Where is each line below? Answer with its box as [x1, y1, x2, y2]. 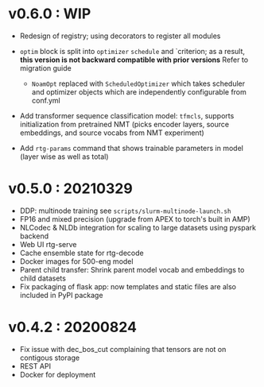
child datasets [19, 273, 66, 283]
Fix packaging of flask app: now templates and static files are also [19, 281, 237, 291]
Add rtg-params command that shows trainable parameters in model [19, 143, 244, 153]
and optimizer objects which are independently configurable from [31, 87, 247, 96]
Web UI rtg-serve [19, 239, 77, 249]
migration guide [19, 63, 72, 72]
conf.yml [31, 95, 61, 105]
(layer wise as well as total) [19, 152, 109, 161]
